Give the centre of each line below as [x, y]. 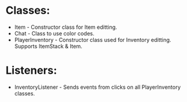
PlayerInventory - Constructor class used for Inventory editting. [93, 40]
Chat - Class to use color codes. [54, 33]
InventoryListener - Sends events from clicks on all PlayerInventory [97, 87]
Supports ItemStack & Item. [48, 46]
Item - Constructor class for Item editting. [66, 27]
